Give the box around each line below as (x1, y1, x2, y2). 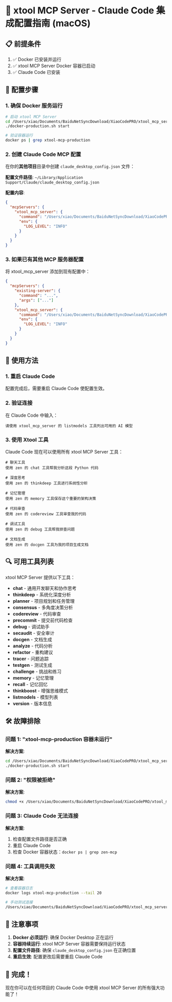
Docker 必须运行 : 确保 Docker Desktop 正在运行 (12, 934, 114, 940)
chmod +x (5, 799, 24, 805)
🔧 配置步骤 (5, 86, 38, 94)
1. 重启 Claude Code (5, 373, 55, 380)
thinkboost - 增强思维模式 (12, 687, 68, 693)
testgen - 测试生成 (12, 662, 53, 668)
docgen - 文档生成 (12, 636, 52, 642)
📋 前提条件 (5, 39, 41, 48)
